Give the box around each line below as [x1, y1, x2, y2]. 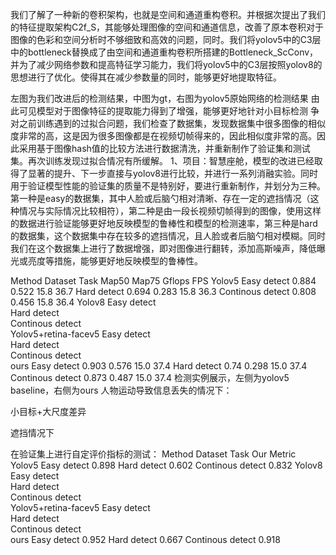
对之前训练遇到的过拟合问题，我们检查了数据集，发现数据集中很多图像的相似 [10, 118, 326, 129]
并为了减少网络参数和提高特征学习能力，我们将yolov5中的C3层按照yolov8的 [10, 59, 323, 70]
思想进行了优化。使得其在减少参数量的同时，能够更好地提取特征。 [10, 71, 282, 83]
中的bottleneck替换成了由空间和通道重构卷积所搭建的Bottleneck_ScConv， [10, 46, 319, 58]
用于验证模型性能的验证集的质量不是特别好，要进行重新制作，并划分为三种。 [10, 180, 326, 192]
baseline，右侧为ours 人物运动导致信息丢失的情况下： [10, 384, 233, 396]
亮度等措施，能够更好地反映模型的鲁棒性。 [27, 255, 203, 267]
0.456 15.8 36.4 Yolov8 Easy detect [10, 296, 157, 308]
